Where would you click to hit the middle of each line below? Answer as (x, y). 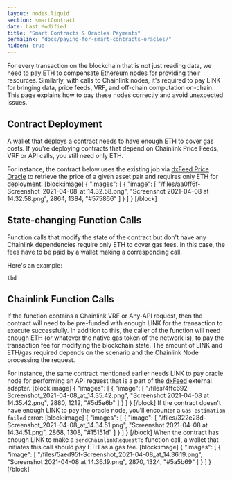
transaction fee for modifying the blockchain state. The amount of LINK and (115, 345)
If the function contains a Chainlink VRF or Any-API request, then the (105, 316)
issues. (17, 102)
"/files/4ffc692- (168, 388)
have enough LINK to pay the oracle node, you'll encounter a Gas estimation (116, 411)
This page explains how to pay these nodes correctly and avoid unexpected (115, 95)
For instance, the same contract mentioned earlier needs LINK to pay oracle (115, 374)
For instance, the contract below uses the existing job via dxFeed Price (108, 169)
